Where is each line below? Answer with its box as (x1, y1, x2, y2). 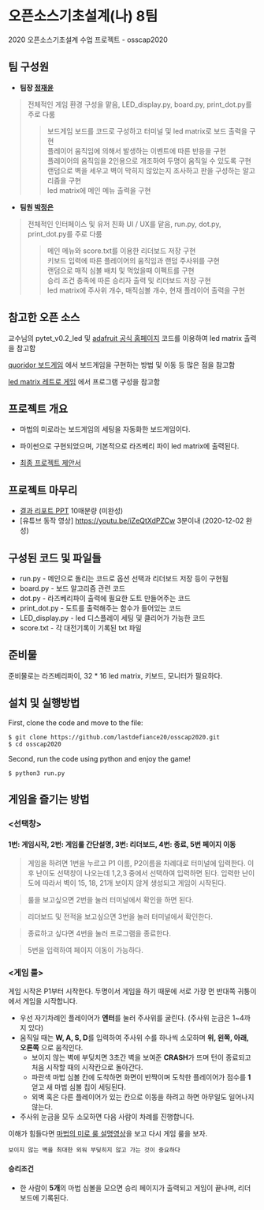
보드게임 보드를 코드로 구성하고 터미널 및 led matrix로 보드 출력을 (46, 126, 248, 135)
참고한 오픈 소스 (8, 311, 80, 324)
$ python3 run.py (8, 769, 65, 777)
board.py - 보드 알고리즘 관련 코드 (19, 584, 126, 593)
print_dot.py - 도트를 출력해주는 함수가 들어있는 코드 (19, 603, 182, 613)
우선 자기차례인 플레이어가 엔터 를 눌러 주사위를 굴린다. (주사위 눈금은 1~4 (19, 1013, 244, 1023)
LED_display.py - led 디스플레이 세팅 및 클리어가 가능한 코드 (19, 614, 206, 622)
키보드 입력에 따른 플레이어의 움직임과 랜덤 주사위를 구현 (46, 255, 221, 265)
